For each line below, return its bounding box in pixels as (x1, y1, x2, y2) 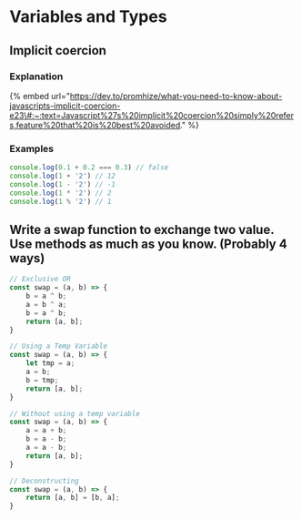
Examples (9, 142, 55, 155)
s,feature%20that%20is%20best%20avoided (9, 119, 181, 130)
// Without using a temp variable (9, 409, 141, 418)
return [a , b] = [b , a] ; (25, 494, 120, 503)
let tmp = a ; (25, 359, 75, 368)
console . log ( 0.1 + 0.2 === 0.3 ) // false (9, 163, 169, 172)
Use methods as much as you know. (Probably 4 (9, 236, 288, 251)
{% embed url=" (9, 90, 71, 101)
